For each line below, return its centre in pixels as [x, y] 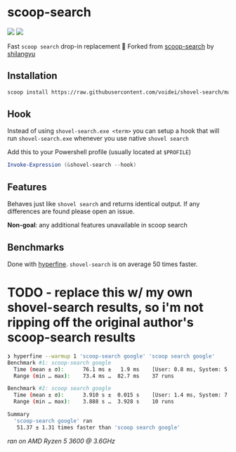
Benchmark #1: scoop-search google [59, 363]
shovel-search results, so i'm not [105, 308]
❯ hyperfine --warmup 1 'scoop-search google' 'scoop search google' [111, 356]
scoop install [28, 92]
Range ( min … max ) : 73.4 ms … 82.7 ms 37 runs [94, 376]
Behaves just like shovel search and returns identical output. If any [104, 204]
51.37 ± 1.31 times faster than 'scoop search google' [98, 427]
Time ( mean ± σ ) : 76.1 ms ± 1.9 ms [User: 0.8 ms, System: [117, 369]
